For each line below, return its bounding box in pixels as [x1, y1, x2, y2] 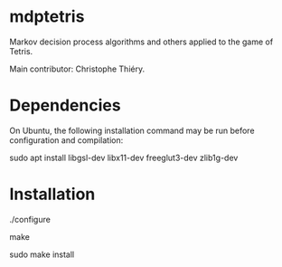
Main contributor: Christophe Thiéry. [9, 63, 146, 74]
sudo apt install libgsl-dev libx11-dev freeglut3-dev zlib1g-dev [9, 152, 239, 163]
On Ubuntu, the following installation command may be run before [9, 125, 255, 136]
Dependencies [9, 95, 121, 116]
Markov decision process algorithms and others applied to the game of [9, 36, 274, 47]
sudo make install [9, 249, 75, 260]
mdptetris [9, 6, 85, 27]
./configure [9, 214, 52, 224]
